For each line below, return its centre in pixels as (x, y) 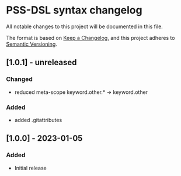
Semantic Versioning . (32, 44)
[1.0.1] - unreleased (41, 62)
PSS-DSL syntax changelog (74, 10)
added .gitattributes (38, 120)
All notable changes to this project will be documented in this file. (85, 26)
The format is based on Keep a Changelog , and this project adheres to (90, 38)
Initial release (30, 168)
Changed (20, 79)
